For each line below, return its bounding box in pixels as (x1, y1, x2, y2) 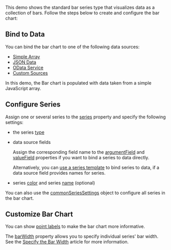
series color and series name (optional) (12, 179, 95, 186)
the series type (12, 129, 45, 135)
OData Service (12, 64, 43, 71)
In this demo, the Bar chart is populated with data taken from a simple (5, 79, 152, 86)
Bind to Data (5, 30, 45, 39)
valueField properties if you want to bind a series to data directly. (12, 154, 150, 160)
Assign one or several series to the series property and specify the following (5, 114, 166, 120)
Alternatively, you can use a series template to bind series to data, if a (12, 164, 160, 171)
